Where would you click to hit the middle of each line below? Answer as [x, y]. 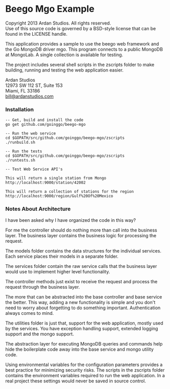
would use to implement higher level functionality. [58, 271]
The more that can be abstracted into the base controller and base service [84, 296]
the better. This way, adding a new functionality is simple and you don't [80, 302]
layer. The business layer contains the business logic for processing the [81, 235]
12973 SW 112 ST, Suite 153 [34, 85]
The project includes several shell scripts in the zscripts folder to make [80, 64]
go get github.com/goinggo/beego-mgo [46, 125]
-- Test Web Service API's [34, 169]
